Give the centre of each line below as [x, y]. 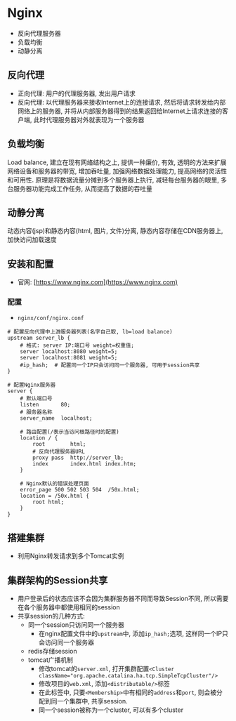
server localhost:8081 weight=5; [69, 358]
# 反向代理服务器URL [59, 452]
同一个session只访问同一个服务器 [76, 625]
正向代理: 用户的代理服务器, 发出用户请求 [76, 93]
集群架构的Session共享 [58, 580]
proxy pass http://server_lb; [78, 458]
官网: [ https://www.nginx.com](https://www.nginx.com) [97, 282]
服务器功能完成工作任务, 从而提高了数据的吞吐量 [83, 188]
